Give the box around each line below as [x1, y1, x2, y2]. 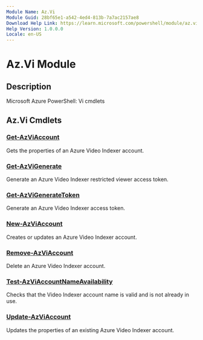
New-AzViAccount [6, 220, 63, 228]
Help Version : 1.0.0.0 [6, 25, 63, 32]
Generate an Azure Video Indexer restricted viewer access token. [6, 176, 169, 183]
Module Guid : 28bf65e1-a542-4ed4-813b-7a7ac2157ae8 [6, 15, 139, 21]
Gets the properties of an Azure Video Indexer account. [6, 146, 144, 154]
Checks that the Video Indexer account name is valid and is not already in [6, 291, 189, 298]
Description [6, 81, 51, 91]
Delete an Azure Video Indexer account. [6, 263, 106, 269]
